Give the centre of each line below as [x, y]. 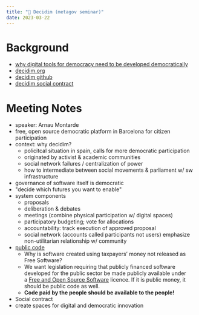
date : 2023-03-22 [28, 18]
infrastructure [41, 177]
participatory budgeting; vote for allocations [79, 222]
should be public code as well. [62, 286]
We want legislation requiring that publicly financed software [99, 267]
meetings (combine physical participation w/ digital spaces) [99, 215]
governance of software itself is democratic [69, 183]
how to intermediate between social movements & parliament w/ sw [109, 170]
